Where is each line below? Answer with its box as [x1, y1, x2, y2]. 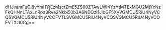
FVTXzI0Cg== [5, 19, 35, 25]
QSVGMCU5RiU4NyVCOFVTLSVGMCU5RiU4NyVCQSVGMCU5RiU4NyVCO [5, 15, 160, 20]
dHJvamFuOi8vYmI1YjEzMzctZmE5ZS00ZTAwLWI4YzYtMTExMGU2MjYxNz [5, 4, 161, 10]
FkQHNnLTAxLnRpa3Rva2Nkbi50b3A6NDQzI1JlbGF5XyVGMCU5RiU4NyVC [5, 9, 161, 15]
